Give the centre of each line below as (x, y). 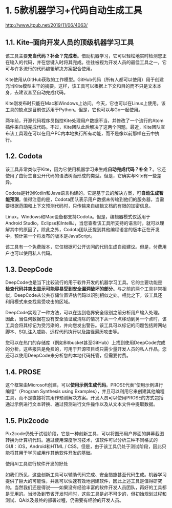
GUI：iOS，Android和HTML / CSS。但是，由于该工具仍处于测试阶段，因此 (84, 446)
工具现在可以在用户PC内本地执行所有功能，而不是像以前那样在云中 (84, 133)
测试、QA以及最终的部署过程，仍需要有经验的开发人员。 (64, 500)
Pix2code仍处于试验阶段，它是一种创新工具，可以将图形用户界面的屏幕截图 (85, 433)
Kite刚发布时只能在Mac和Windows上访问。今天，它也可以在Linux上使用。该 (85, 103)
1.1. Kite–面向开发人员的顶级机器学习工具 (70, 42)
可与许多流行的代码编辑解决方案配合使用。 (50, 68)
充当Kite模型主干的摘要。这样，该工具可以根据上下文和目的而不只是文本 (81, 86)
